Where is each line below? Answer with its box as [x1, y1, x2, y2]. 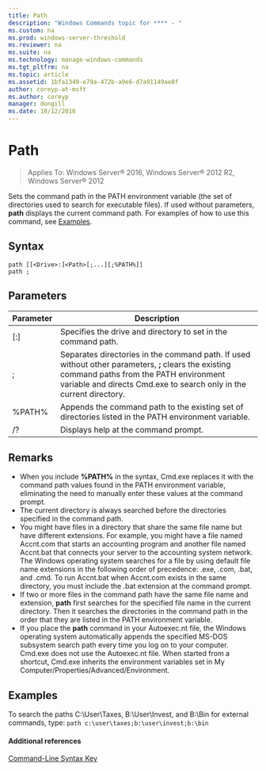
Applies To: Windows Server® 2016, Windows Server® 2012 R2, [27, 167, 235, 177]
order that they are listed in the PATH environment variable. [19, 615, 213, 624]
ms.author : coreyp [8, 93, 69, 101]
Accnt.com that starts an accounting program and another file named [19, 540, 246, 549]
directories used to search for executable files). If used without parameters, [8, 200, 255, 209]
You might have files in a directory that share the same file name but [19, 522, 243, 532]
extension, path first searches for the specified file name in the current [19, 598, 251, 608]
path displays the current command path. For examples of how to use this [8, 208, 249, 218]
